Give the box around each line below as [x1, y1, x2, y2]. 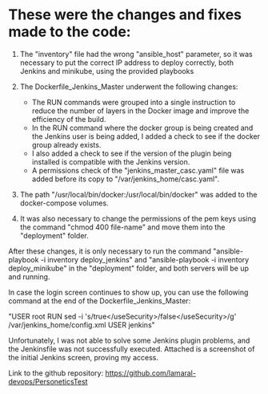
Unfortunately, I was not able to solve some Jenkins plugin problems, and [8, 335, 250, 345]
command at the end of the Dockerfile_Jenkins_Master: [8, 295, 191, 306]
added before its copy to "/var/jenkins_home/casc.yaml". [31, 174, 220, 184]
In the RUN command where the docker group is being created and [31, 123, 254, 132]
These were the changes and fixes [8, 6, 242, 24]
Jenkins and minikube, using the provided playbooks [19, 66, 194, 75]
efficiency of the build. [31, 114, 106, 124]
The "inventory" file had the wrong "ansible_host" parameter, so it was [19, 49, 254, 59]
